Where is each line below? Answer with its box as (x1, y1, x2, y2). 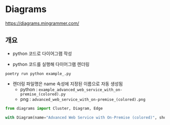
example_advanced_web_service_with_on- (38, 87, 123, 92)
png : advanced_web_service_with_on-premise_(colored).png (20, 96, 146, 102)
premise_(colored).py (20, 92, 66, 97)
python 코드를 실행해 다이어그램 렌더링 (12, 61, 90, 67)
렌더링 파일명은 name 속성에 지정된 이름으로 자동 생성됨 (12, 81, 123, 87)
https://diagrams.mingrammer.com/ (5, 20, 79, 26)
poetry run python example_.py (5, 71, 71, 76)
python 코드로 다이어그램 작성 (12, 50, 72, 56)
